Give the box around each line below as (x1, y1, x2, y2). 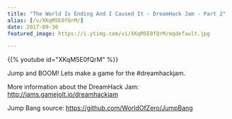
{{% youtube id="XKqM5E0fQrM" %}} (7, 56, 119, 64)
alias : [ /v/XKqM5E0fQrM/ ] (7, 17, 83, 24)
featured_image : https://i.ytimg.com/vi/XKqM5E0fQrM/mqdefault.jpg (7, 30, 211, 37)
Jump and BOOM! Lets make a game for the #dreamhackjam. (7, 69, 186, 77)
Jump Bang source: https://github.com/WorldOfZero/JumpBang (7, 104, 193, 113)
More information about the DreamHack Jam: (7, 82, 139, 92)
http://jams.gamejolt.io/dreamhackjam (7, 90, 119, 99)
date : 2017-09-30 (7, 23, 59, 30)
